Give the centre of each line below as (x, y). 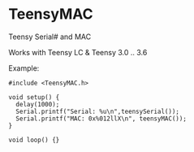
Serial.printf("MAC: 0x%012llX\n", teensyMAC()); (101, 119)
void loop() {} (34, 140)
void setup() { (34, 97)
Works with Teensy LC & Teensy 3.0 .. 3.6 (78, 52)
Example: (24, 68)
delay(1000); (38, 104)
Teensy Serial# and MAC (50, 37)
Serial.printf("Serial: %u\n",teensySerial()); (98, 111)
